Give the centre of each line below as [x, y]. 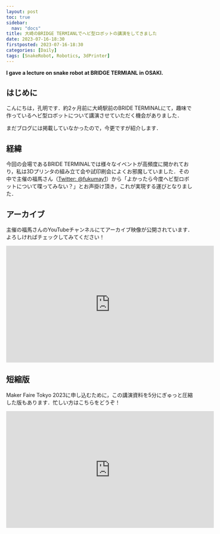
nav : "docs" [26, 28]
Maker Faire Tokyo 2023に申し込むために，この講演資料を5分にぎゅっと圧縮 [100, 395]
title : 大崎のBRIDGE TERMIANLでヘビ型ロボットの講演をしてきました [82, 34]
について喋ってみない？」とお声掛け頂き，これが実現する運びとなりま [102, 186]
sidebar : [17, 23]
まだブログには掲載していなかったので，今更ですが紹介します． [84, 128]
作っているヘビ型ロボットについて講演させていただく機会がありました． [94, 116]
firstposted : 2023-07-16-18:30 [45, 45]
